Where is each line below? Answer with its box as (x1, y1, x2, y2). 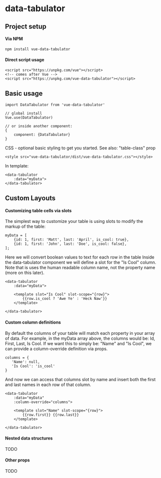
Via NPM (5, 36, 23, 42)
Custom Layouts (5, 194, 56, 202)
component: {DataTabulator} (14, 132, 70, 137)
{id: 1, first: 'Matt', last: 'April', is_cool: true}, (14, 237, 129, 242)
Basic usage (5, 90, 43, 98)
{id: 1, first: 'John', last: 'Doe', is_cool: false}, (14, 241, 127, 246)
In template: (5, 163, 29, 168)
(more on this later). (5, 270, 45, 276)
